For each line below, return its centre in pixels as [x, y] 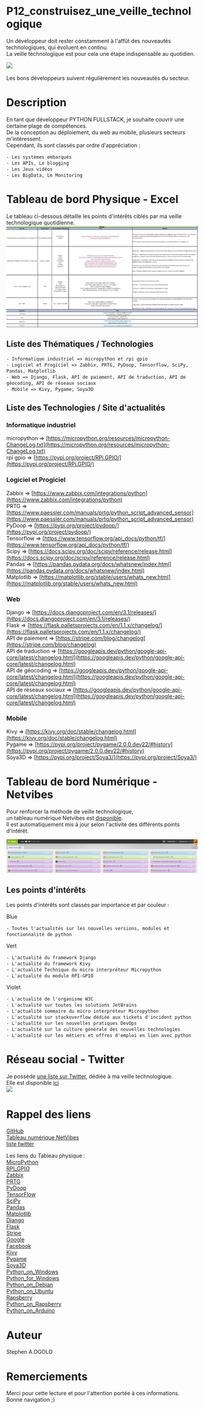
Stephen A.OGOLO [29, 1352]
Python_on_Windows [32, 1272]
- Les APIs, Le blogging [38, 163]
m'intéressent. [24, 138]
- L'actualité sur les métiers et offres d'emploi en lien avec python [99, 1035]
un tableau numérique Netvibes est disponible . [65, 818]
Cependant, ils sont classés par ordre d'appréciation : [73, 145]
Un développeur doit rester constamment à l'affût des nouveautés [89, 41]
